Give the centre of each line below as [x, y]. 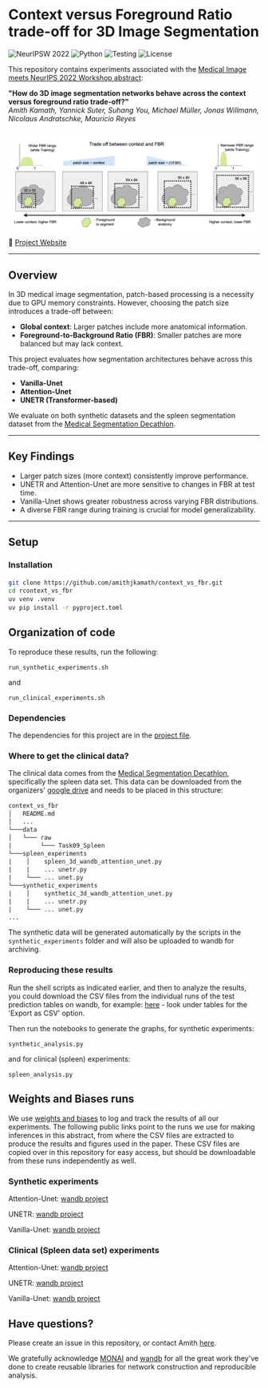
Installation [31, 565]
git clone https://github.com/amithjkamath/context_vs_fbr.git [116, 583]
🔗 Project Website [37, 243]
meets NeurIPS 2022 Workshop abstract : [76, 77]
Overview [33, 275]
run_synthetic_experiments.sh [59, 667]
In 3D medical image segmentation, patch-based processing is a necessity [131, 295]
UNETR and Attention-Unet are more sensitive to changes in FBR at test [137, 484]
